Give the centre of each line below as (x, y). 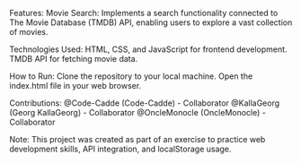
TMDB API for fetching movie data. (74, 59)
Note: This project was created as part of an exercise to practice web (137, 139)
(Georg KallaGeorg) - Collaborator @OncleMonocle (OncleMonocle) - (138, 112)
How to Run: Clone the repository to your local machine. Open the (131, 76)
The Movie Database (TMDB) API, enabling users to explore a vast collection (151, 22)
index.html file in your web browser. (75, 86)
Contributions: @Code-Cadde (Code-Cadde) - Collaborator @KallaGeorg (145, 103)
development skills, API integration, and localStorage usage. (120, 149)
